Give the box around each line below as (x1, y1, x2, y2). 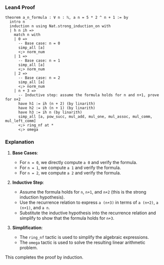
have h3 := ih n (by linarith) (18, 110, 82, 115)
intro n (9, 19, 26, 25)
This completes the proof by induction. (5, 254, 83, 260)
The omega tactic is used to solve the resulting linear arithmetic (19, 239, 146, 245)
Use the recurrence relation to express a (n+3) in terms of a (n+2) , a (19, 199, 159, 205)
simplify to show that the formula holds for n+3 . (19, 215, 114, 221)
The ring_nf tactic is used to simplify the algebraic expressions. (19, 234, 149, 240)
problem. (19, 244, 38, 250)
